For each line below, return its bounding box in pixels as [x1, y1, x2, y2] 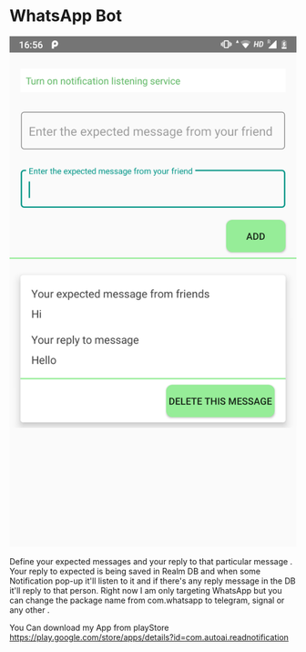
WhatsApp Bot [9, 5, 123, 26]
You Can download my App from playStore [9, 622, 169, 633]
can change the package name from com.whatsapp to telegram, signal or [9, 595, 285, 605]
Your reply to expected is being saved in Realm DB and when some [9, 565, 261, 576]
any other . [9, 604, 50, 616]
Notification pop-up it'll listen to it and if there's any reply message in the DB [9, 575, 296, 586]
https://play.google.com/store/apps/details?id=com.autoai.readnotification [9, 631, 290, 643]
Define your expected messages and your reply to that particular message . [9, 555, 293, 566]
